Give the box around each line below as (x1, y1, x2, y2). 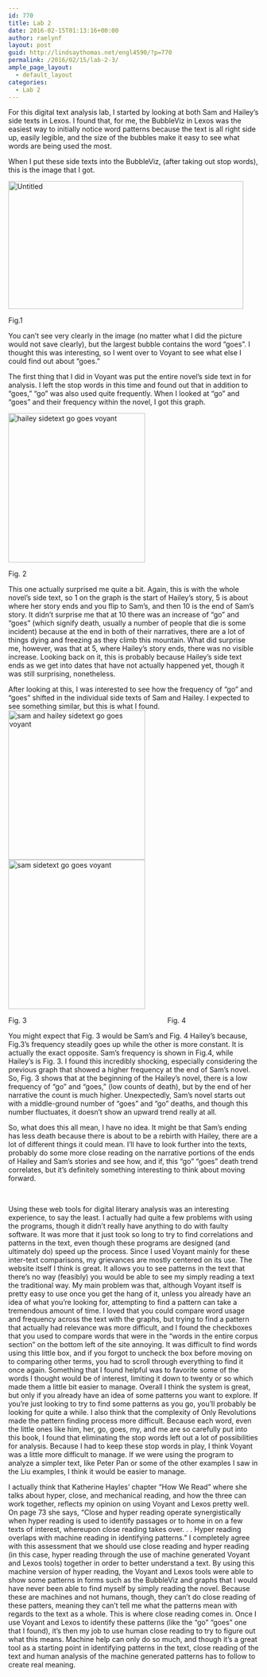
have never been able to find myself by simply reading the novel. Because (8, 1584, 250, 1593)
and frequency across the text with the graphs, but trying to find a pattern (8, 1315, 250, 1324)
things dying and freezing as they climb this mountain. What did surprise (8, 635, 246, 645)
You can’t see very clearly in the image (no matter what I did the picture (8, 331, 242, 341)
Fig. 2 (8, 569, 27, 578)
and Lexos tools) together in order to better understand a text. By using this (8, 1558, 255, 1568)
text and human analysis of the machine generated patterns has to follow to (8, 1652, 256, 1661)
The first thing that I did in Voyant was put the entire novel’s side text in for (8, 372, 252, 382)
